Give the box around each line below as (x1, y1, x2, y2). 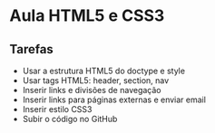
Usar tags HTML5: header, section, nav (22, 75, 170, 86)
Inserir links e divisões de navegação (22, 85, 161, 95)
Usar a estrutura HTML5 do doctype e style (22, 65, 186, 76)
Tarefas (9, 42, 54, 57)
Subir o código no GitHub (22, 114, 118, 124)
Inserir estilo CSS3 (22, 104, 93, 114)
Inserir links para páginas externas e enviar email (22, 94, 207, 105)
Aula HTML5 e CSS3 (9, 5, 165, 26)
